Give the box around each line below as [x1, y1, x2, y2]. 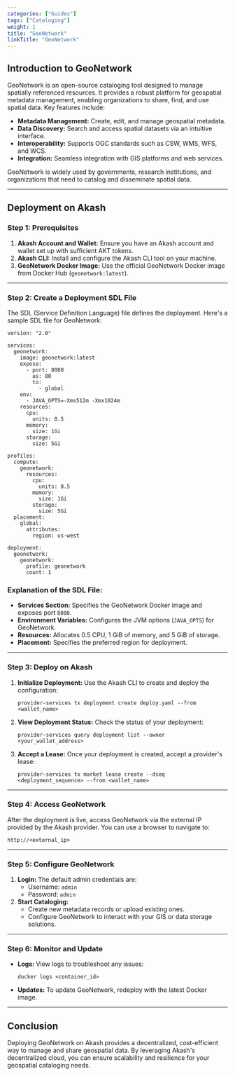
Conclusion [7, 1020, 59, 1032]
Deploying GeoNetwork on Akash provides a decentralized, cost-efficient [7, 1039, 219, 1047]
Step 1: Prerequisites [7, 223, 79, 233]
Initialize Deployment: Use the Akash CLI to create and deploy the [17, 678, 210, 687]
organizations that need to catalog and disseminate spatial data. [7, 175, 192, 183]
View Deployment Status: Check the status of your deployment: [17, 718, 204, 726]
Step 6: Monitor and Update [7, 944, 104, 954]
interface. [17, 131, 45, 140]
